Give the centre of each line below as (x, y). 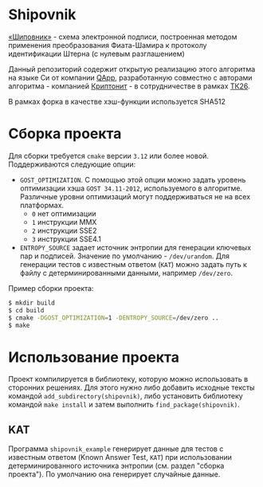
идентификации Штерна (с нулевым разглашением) (96, 53)
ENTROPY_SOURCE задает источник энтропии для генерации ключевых (135, 247)
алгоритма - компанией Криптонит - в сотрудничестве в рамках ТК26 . (129, 86)
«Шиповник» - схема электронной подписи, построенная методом (123, 37)
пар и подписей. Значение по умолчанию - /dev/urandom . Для (124, 256)
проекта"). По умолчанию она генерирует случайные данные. (114, 474)
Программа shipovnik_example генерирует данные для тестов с (116, 449)
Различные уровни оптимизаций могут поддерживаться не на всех (135, 196)
